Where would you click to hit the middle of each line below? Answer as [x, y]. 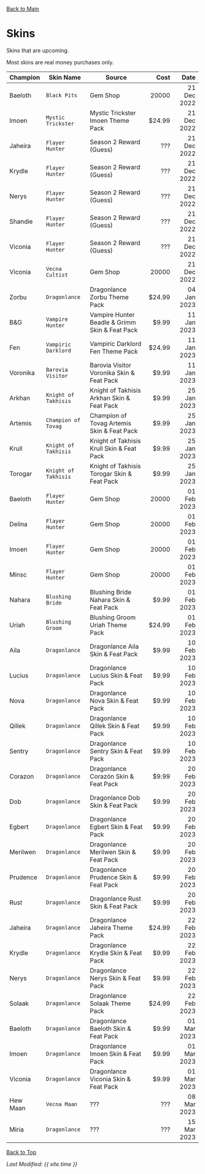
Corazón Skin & [112, 776]
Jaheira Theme [111, 928]
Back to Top [21, 1152]
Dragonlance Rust [115, 898]
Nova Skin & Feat [114, 701]
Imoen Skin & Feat [115, 1054]
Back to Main [23, 9]
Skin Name [65, 77]
